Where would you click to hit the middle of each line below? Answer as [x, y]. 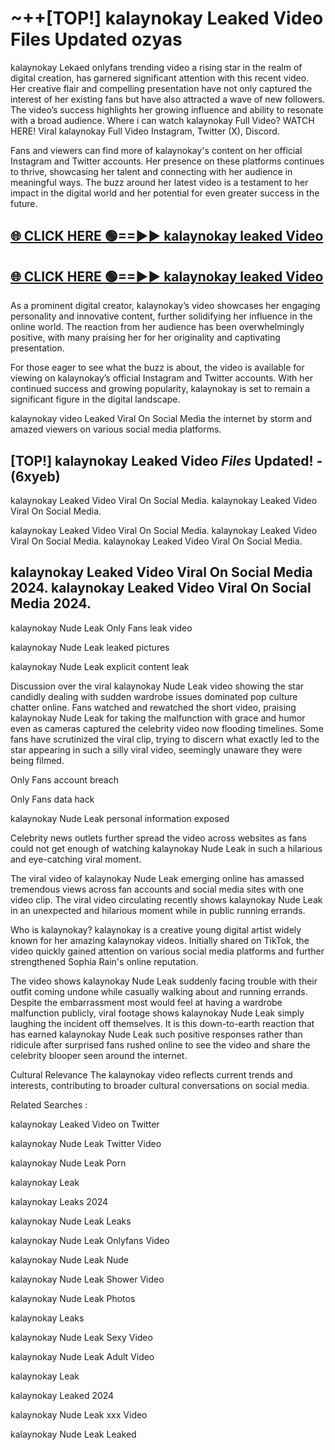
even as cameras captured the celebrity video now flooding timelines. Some [167, 728]
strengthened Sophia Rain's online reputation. [104, 961]
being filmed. [37, 760]
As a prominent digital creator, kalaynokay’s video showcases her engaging [165, 306]
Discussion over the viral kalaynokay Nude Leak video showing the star [157, 686]
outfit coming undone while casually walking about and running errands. [159, 991]
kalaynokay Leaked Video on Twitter [85, 1124]
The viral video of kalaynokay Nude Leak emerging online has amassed [157, 878]
